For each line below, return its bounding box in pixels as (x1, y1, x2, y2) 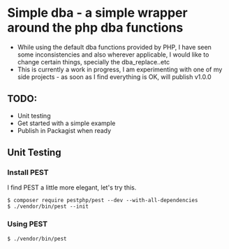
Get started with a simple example (17, 119, 116, 127)
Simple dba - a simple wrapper (7, 5, 188, 21)
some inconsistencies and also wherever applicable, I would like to (17, 50, 209, 59)
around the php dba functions (7, 20, 184, 36)
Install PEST (7, 168, 49, 178)
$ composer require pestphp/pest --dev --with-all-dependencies (7, 197, 198, 204)
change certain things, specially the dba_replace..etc (17, 57, 170, 66)
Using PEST (7, 219, 48, 229)
